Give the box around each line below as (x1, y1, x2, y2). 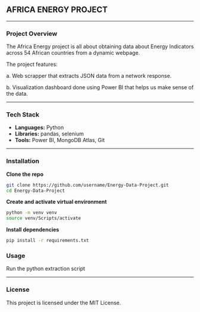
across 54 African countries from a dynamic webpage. (6, 49, 140, 56)
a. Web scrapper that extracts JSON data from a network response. (6, 73, 172, 80)
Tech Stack (6, 111, 40, 119)
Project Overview (6, 29, 58, 37)
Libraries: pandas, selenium (14, 130, 85, 137)
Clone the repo (6, 171, 43, 178)
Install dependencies (6, 226, 60, 234)
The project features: (6, 61, 58, 68)
